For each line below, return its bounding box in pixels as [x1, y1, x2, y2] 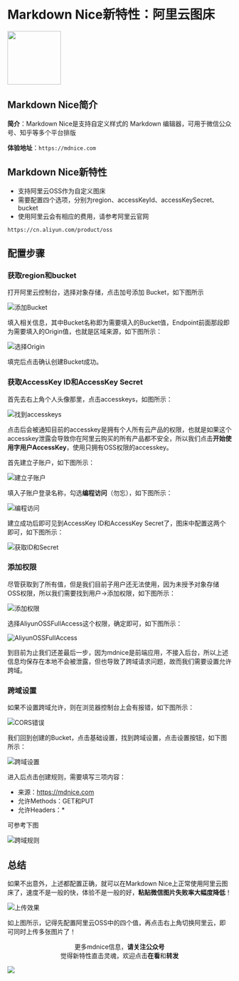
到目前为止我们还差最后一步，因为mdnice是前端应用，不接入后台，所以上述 [7, 648, 229, 656]
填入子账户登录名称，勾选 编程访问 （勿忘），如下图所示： [7, 488, 173, 497]
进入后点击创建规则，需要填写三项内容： [7, 773, 126, 781]
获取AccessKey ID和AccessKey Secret [7, 377, 144, 387]
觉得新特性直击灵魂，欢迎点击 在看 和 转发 [60, 951, 179, 960]
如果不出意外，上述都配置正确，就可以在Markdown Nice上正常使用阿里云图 [7, 879, 228, 888]
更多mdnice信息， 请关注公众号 [74, 942, 165, 951]
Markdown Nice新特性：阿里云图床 [7, 6, 216, 23]
